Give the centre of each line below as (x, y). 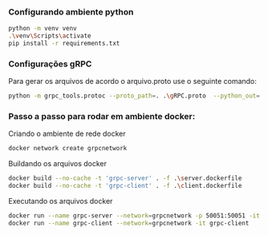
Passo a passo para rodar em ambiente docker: (102, 117)
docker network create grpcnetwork (68, 149)
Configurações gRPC (50, 64)
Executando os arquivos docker (61, 201)
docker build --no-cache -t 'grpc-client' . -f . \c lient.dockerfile (125, 186)
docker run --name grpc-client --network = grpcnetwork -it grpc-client (129, 223)
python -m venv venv (43, 29)
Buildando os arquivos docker (57, 164)
